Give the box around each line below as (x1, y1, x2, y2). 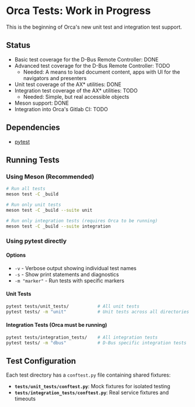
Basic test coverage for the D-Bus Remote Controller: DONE (14, 56, 159, 63)
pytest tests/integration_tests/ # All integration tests (6, 334, 158, 340)
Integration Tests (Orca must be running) (6, 322, 107, 329)
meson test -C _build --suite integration (6, 223, 111, 229)
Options (6, 251, 26, 258)
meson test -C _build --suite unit (6, 207, 93, 213)
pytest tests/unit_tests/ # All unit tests (6, 303, 140, 309)
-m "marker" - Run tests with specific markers (14, 277, 124, 284)
